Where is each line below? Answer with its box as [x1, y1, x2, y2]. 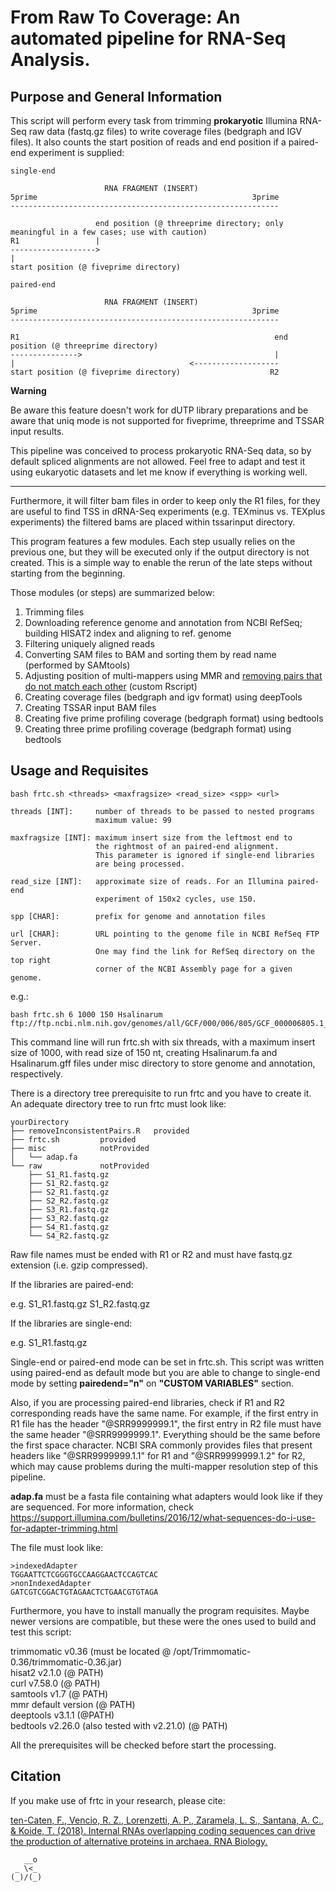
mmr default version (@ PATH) [10, 1698, 136, 1710]
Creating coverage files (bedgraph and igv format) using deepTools [24, 691, 303, 703]
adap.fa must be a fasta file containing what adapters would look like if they [10, 1490, 323, 1502]
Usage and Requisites [10, 762, 149, 780]
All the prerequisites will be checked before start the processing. [10, 1739, 277, 1751]
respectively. [10, 1067, 63, 1080]
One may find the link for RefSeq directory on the [95, 946, 315, 956]
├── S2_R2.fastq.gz [28, 1196, 110, 1206]
